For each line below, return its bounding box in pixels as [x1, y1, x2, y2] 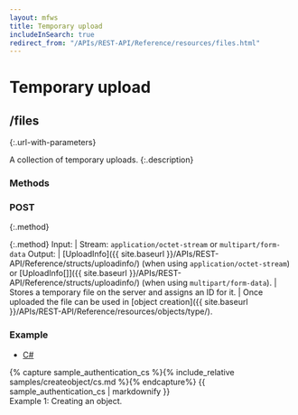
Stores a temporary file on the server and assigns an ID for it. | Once [9, 287, 264, 298]
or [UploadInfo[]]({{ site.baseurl [9, 268, 128, 279]
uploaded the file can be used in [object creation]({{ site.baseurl [9, 297, 248, 308]
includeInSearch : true [9, 30, 95, 39]
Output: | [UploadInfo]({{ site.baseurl [27, 249, 165, 260]
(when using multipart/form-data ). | [141, 277, 277, 289]
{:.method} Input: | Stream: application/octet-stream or [9, 239, 219, 250]
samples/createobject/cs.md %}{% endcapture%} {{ [9, 376, 206, 387]
